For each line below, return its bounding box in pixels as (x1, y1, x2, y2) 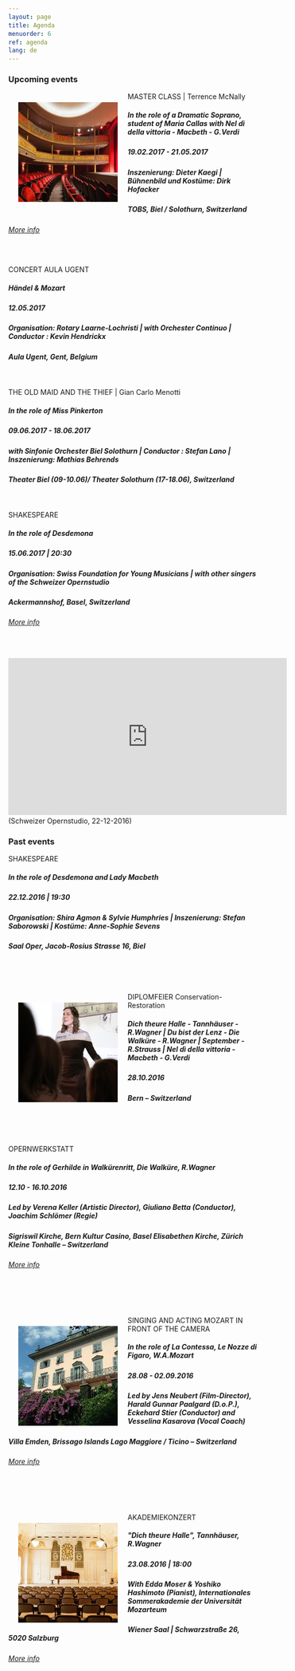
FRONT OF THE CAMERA (127, 1324, 211, 1334)
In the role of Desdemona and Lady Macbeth (8, 872, 159, 881)
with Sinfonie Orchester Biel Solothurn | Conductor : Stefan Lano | (8, 446, 231, 455)
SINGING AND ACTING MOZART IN (127, 1315, 243, 1325)
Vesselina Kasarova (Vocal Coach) (127, 1417, 246, 1426)
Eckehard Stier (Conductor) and (127, 1408, 236, 1417)
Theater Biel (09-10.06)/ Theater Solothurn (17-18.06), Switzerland (8, 475, 235, 484)
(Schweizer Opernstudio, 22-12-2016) (8, 816, 133, 826)
